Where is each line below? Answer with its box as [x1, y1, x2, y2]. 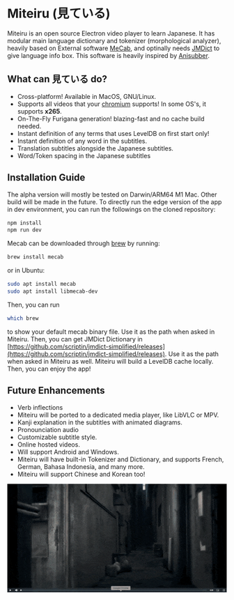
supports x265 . [17, 107, 63, 115]
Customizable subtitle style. [17, 433, 97, 441]
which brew [7, 314, 39, 322]
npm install [7, 220, 42, 226]
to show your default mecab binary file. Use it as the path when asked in [7, 328, 215, 336]
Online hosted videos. [17, 440, 80, 449]
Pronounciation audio [17, 425, 79, 433]
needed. [17, 122, 42, 130]
